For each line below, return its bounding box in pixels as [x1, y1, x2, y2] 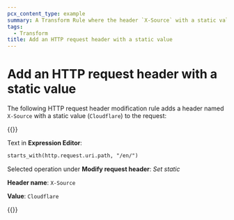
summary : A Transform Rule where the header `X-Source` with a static [7, 17, 217, 24]
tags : [7, 23, 23, 30]
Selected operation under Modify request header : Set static [7, 165, 180, 173]
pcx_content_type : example [7, 10, 86, 17]
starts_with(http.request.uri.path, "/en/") [7, 152, 139, 159]
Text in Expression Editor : [7, 139, 82, 147]
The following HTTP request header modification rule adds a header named [7, 104, 224, 112]
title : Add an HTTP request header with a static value [7, 36, 173, 43]
